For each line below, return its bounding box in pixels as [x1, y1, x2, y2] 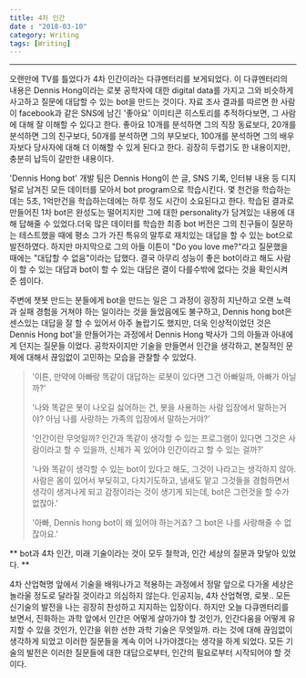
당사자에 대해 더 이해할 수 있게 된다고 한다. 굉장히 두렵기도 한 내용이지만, [33, 142, 291, 153]
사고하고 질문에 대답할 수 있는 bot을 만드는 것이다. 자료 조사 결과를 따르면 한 [9, 97, 280, 108]
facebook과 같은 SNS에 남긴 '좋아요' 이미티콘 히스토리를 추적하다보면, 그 [18, 108, 280, 119]
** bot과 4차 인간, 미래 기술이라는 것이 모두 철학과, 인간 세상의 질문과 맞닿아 [9, 548, 280, 559]
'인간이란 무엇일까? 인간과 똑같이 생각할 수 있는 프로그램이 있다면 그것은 [31, 433, 287, 443]
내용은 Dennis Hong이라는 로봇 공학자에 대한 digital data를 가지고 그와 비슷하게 [9, 85, 294, 96]
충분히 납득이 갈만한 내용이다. [9, 153, 115, 164]
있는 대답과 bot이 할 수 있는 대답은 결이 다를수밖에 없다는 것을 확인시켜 [37, 264, 289, 275]
